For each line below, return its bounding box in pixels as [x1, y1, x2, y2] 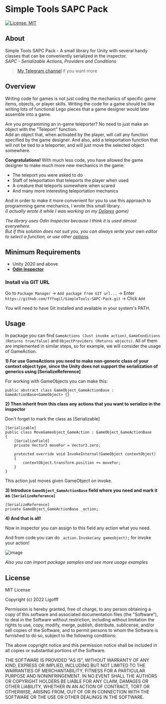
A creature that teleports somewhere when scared [12, 183, 115, 189]
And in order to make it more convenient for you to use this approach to [5, 198, 151, 203]
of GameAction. [5, 348, 37, 354]
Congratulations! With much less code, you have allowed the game [5, 157, 144, 163]
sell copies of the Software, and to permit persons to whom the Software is [5, 627, 159, 633]
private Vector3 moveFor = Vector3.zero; [14, 443, 101, 448]
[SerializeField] [14, 439, 50, 444]
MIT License [5, 587, 31, 593]
